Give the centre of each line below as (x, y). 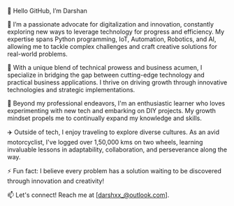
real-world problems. (37, 54)
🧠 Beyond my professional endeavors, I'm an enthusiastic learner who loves (116, 103)
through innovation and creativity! (56, 181)
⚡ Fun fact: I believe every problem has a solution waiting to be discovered (114, 171)
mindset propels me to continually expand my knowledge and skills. (105, 118)
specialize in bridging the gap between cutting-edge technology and (106, 75)
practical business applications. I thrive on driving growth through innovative (117, 82)
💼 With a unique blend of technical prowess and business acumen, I (105, 67)
